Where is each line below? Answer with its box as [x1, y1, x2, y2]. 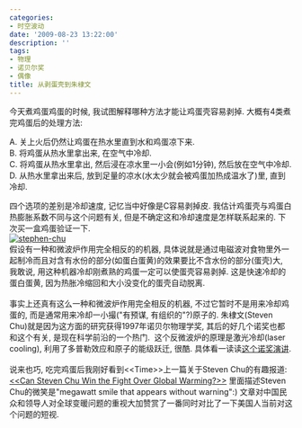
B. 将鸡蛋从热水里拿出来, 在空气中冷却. [9, 147, 153, 158]
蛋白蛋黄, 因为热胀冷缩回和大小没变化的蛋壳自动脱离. [9, 277, 206, 288]
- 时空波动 [9, 22, 45, 31]
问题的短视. [16, 408, 60, 419]
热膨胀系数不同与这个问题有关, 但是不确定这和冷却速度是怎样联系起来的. [9, 211, 277, 222]
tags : [9, 47, 30, 56]
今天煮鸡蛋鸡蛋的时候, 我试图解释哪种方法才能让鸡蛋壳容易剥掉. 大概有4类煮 [9, 105, 291, 117]
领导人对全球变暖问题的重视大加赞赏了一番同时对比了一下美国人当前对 [24, 397, 285, 408]
